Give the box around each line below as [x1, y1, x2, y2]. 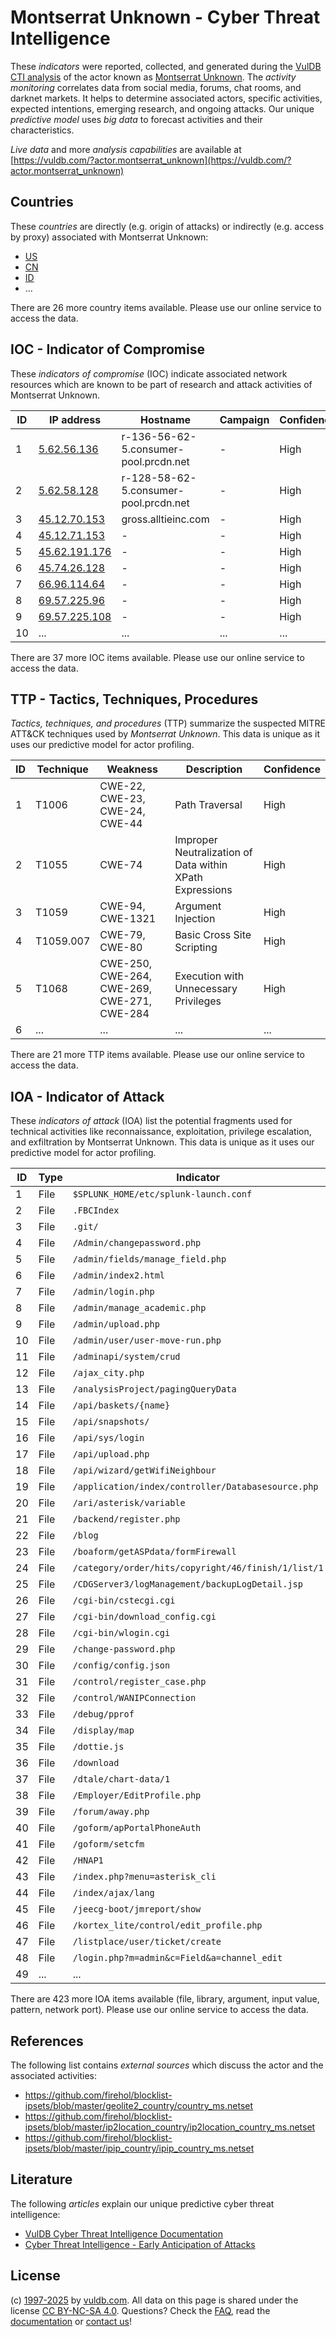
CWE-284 [99, 1007, 150, 1021]
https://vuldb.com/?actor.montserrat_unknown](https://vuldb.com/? [13, 154, 292, 166]
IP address [48, 412, 102, 426]
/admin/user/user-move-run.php [72, 1335, 222, 1346]
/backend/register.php [72, 1514, 181, 1525]
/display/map [72, 1725, 135, 1736]
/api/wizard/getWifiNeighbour [72, 1465, 217, 1476]
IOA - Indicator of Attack [10, 1088, 165, 1105]
